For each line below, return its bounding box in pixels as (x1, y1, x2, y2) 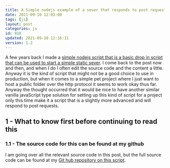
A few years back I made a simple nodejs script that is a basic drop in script (5, 54, 163, 60)
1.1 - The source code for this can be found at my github (5, 140, 144, 147)
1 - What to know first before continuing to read (5, 117, 158, 126)
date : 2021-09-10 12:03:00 (5, 12, 62, 17)
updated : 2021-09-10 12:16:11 (5, 36, 69, 41)
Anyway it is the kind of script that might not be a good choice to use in (5, 70, 154, 76)
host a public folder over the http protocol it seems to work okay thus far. (5, 81, 157, 87)
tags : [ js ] (5, 17, 28, 22)
